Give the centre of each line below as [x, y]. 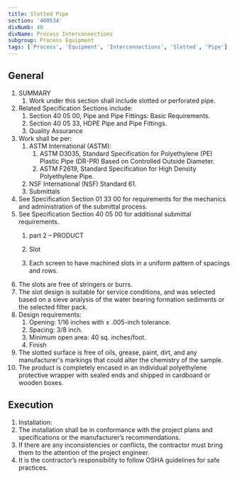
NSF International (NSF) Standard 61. [83, 184]
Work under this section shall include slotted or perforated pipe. [122, 100]
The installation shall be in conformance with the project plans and [116, 430]
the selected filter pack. [53, 307]
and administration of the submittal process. [83, 206]
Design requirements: [50, 315]
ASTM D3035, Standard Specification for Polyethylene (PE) [126, 153]
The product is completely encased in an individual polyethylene [112, 367]
